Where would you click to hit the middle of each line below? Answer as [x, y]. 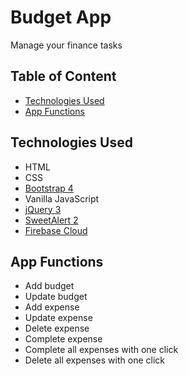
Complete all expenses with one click [101, 350]
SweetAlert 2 [51, 220]
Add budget [49, 286]
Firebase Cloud [56, 230]
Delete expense [57, 328]
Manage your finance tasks [66, 45]
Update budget [56, 297]
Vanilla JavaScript [62, 198]
